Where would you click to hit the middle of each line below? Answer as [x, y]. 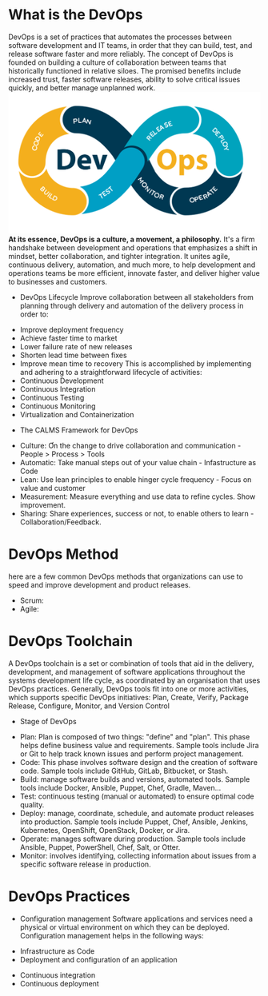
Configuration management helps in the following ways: [112, 935]
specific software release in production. [85, 864]
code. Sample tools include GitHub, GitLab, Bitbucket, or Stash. [124, 771]
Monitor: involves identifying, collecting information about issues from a [138, 855]
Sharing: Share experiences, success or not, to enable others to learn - [137, 513]
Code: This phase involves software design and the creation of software [139, 762]
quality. [32, 804]
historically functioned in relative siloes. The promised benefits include [125, 70]
